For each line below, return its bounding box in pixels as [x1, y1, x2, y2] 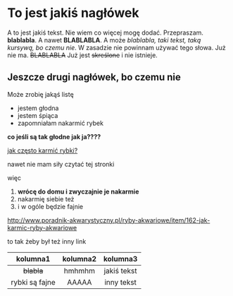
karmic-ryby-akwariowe [7, 223, 77, 232]
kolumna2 [62, 254, 97, 264]
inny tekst [104, 277, 137, 287]
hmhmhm [63, 266, 95, 276]
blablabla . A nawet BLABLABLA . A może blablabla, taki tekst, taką [7, 35, 201, 44]
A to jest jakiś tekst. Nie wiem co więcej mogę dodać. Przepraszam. [7, 28, 204, 37]
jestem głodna [17, 104, 59, 112]
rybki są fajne [11, 277, 56, 287]
